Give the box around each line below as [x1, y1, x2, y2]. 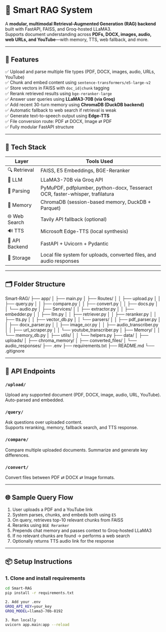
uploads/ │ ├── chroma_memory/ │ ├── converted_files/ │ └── [5, 338, 137, 344]
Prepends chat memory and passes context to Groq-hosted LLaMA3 [12, 527, 152, 533]
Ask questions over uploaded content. [5, 419, 83, 425]
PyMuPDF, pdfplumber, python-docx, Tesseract [40, 184, 153, 191]
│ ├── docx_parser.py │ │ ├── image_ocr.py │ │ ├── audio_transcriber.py [5, 322, 159, 328]
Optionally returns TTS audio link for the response [12, 538, 115, 544]
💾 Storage [7, 254, 31, 261]
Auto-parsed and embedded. [5, 397, 64, 403]
